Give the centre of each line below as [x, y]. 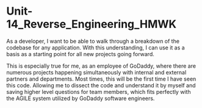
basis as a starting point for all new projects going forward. [80, 54]
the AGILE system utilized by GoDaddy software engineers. [81, 98]
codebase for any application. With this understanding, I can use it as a [96, 48]
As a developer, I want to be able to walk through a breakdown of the [93, 41]
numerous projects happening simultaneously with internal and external [96, 72]
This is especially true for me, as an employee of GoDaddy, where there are [101, 66]
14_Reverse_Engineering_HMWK [92, 24]
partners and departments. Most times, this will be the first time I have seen [101, 79]
